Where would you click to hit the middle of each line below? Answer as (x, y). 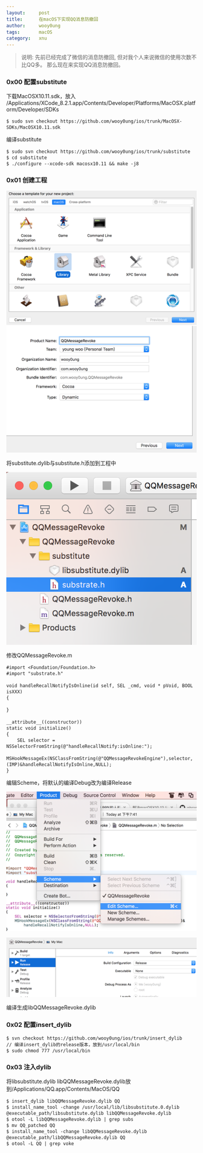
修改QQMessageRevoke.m (39, 656)
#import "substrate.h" (35, 674)
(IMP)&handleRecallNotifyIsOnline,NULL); (59, 765)
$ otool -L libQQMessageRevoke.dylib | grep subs (70, 1120)
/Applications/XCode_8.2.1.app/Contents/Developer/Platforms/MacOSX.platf (101, 103)
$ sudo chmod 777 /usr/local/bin (48, 1050)
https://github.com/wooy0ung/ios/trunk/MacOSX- (121, 121)
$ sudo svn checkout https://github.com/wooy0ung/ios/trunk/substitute (98, 152)
